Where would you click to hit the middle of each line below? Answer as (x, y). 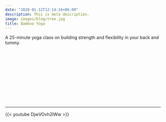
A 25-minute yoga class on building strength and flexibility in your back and (82, 38)
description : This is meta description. (47, 14)
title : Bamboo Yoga (25, 23)
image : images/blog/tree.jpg (35, 19)
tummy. (13, 43)
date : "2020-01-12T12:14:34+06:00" (42, 10)
